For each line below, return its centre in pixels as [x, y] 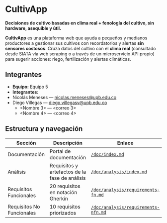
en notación [63, 192]
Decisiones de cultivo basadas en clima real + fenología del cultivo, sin [80, 23]
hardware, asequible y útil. [33, 28]
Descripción [68, 143]
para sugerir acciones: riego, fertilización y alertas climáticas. [68, 59]
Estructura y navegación [44, 129]
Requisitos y [64, 165]
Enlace [125, 143]
